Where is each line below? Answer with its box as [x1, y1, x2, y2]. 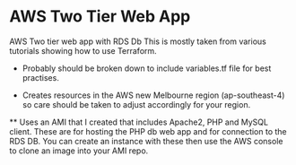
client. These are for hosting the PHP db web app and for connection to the [9, 126, 287, 136]
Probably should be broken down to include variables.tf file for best [22, 63, 272, 74]
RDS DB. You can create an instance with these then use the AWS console [9, 135, 283, 146]
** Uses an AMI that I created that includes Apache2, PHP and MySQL [9, 117, 269, 127]
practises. [22, 72, 60, 82]
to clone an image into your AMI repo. [9, 145, 149, 156]
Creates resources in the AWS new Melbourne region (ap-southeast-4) [22, 90, 285, 100]
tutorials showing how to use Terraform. [9, 45, 157, 56]
